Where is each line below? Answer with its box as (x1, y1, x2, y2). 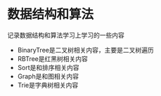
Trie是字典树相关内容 (17, 81, 79, 89)
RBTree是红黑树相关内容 (17, 54, 88, 63)
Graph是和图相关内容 (17, 71, 79, 81)
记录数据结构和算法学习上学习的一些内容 (7, 31, 124, 39)
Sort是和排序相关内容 (17, 63, 79, 71)
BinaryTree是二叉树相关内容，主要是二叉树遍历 (17, 46, 154, 54)
